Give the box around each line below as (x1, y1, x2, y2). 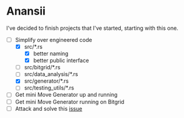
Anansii (6, 4, 46, 18)
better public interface (33, 57, 89, 64)
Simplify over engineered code (15, 36, 92, 43)
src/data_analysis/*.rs (24, 71, 78, 78)
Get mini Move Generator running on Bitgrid (15, 98, 124, 105)
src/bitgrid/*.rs (24, 64, 61, 71)
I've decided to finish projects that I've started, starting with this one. (6, 24, 179, 32)
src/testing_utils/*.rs (24, 84, 75, 92)
